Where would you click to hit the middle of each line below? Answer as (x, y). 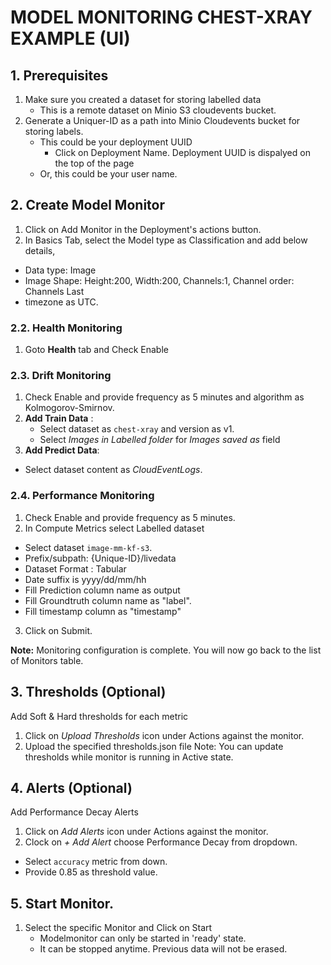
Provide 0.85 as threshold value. (91, 872)
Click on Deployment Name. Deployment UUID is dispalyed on (182, 152)
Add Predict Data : (62, 450)
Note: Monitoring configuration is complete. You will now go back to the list (166, 650)
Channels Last (54, 291)
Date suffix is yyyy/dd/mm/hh (85, 579)
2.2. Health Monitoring (66, 328)
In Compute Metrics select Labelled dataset (114, 528)
